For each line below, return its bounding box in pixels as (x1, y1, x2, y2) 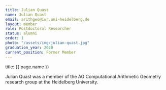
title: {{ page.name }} (5, 64, 49, 70)
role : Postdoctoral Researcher (5, 26, 72, 31)
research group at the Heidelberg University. (5, 79, 98, 85)
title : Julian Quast (5, 7, 49, 13)
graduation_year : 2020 (5, 45, 53, 50)
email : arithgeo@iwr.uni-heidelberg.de (5, 17, 90, 22)
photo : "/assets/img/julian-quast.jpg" (5, 40, 90, 46)
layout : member (5, 21, 38, 27)
